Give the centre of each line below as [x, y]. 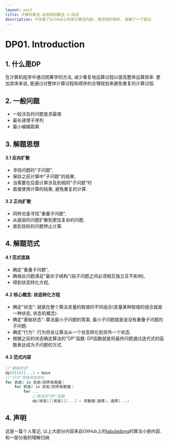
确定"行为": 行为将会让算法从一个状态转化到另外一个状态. [72, 332]
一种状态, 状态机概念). [35, 313]
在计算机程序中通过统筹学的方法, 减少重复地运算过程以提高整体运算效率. [80, 77]
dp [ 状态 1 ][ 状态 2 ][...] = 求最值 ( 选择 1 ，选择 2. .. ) [81, 401]
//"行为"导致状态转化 [25, 377]
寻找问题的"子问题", [33, 170]
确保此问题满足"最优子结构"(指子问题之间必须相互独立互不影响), [79, 276]
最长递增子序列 [28, 120]
